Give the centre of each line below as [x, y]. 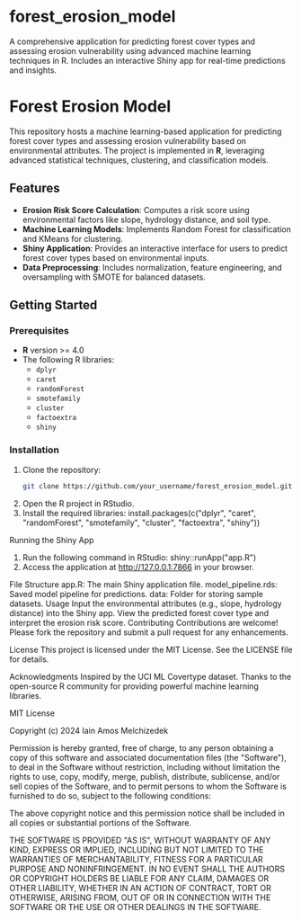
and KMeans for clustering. [72, 238]
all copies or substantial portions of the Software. [100, 822]
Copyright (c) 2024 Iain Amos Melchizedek [89, 730]
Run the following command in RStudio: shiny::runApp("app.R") [139, 557]
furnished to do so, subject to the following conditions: [110, 795]
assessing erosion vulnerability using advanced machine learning [130, 50]
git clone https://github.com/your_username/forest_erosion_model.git [157, 486]
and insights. [33, 70]
